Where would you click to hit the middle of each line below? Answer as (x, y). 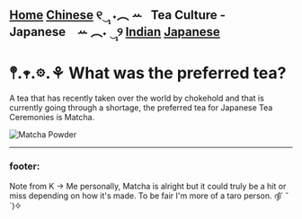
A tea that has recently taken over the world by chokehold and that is (137, 98)
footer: (25, 166)
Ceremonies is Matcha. (52, 118)
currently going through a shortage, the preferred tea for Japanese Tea (141, 108)
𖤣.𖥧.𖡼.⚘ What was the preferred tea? (148, 73)
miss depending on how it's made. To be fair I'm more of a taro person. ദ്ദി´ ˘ (149, 196)
